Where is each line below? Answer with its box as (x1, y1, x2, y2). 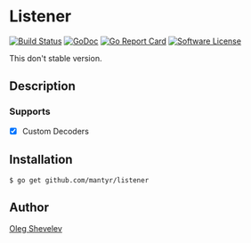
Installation (9, 152, 73, 167)
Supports (9, 105, 51, 117)
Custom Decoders (21, 126, 89, 136)
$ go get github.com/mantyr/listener (9, 175, 150, 184)
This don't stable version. (9, 53, 102, 63)
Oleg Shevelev (9, 223, 62, 234)
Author (9, 199, 49, 215)
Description (9, 78, 76, 94)
